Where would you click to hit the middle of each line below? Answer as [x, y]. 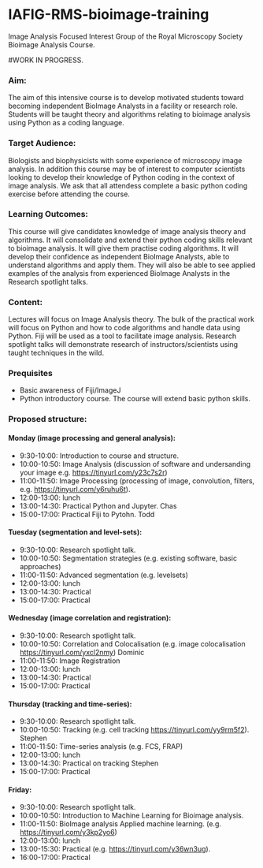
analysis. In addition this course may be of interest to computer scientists [127, 169]
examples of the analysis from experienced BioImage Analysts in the [119, 273]
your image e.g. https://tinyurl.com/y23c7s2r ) [93, 472]
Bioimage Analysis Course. [52, 44]
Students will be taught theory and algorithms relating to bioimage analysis [129, 114]
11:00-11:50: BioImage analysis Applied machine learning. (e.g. [120, 824]
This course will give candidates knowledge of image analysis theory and [127, 231]
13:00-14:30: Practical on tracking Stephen [89, 763]
